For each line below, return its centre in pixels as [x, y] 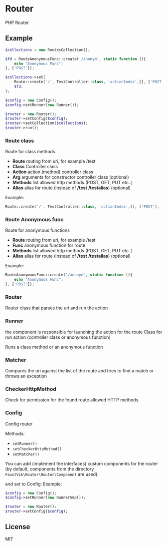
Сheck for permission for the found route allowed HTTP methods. [72, 400]
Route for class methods [30, 152]
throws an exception [26, 376]
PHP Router [17, 23]
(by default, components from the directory [50, 469]
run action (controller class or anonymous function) [58, 337]
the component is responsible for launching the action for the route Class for [84, 332]
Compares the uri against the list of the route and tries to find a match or [80, 370]
